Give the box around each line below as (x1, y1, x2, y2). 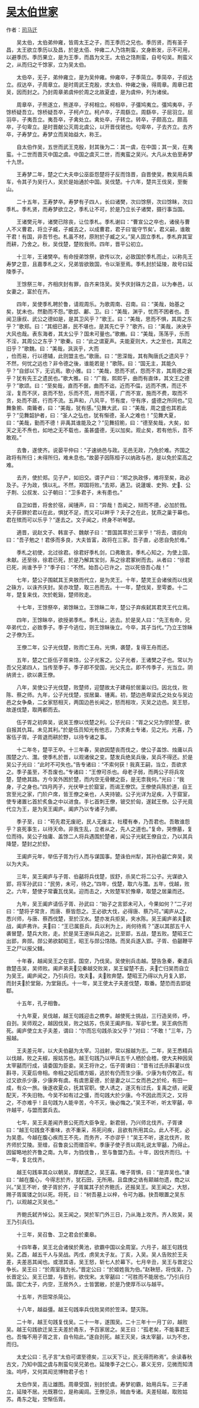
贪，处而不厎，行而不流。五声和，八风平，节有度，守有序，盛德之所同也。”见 (6, 397, 193, 404)
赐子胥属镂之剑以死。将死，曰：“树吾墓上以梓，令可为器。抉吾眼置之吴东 (6, 1190, 185, 1198)
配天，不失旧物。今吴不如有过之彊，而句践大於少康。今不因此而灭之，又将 (6, 1091, 188, 1098)
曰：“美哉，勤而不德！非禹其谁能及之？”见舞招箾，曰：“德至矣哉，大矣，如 (6, 419, 190, 426)
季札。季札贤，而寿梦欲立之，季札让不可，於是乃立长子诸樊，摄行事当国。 (6, 205, 188, 212)
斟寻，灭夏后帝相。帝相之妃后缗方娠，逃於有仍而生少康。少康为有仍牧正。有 (6, 1069, 193, 1076)
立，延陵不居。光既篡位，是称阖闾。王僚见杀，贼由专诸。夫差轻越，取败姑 (6, 1388, 188, 1395)
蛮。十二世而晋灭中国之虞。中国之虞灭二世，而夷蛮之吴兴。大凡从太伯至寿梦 (6, 151, 193, 158)
